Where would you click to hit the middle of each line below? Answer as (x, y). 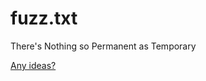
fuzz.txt (44, 18)
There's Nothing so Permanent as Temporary (103, 46)
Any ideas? (33, 65)
